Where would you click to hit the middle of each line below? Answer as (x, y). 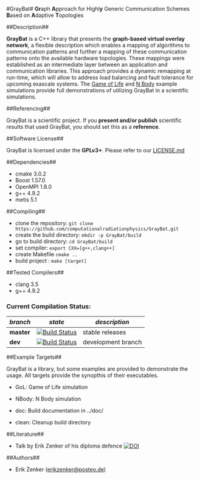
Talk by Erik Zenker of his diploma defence (69, 446)
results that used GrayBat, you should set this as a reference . (83, 127)
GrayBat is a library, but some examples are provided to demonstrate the (97, 369)
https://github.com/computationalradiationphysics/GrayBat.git (97, 229)
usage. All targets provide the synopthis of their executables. (83, 375)
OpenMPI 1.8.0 (33, 187)
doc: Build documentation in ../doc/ (59, 411)
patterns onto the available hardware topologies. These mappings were (95, 58)
